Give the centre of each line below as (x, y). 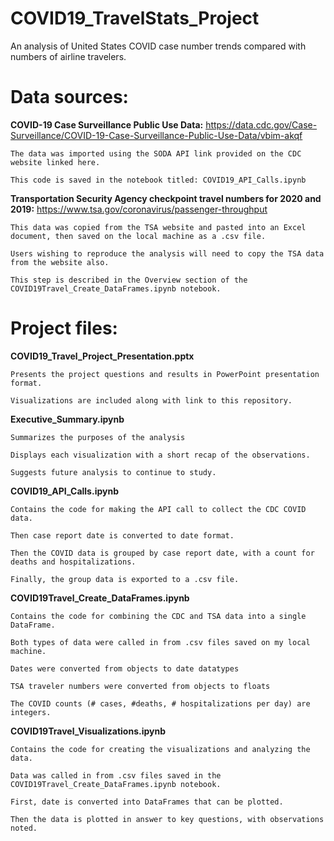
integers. (31, 712)
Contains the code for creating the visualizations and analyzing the (160, 749)
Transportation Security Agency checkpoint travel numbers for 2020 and (166, 198)
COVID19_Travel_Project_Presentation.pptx (102, 356)
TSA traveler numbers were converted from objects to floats (140, 686)
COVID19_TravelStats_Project (135, 18)
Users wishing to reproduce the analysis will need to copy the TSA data (167, 253)
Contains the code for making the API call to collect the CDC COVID (158, 509)
